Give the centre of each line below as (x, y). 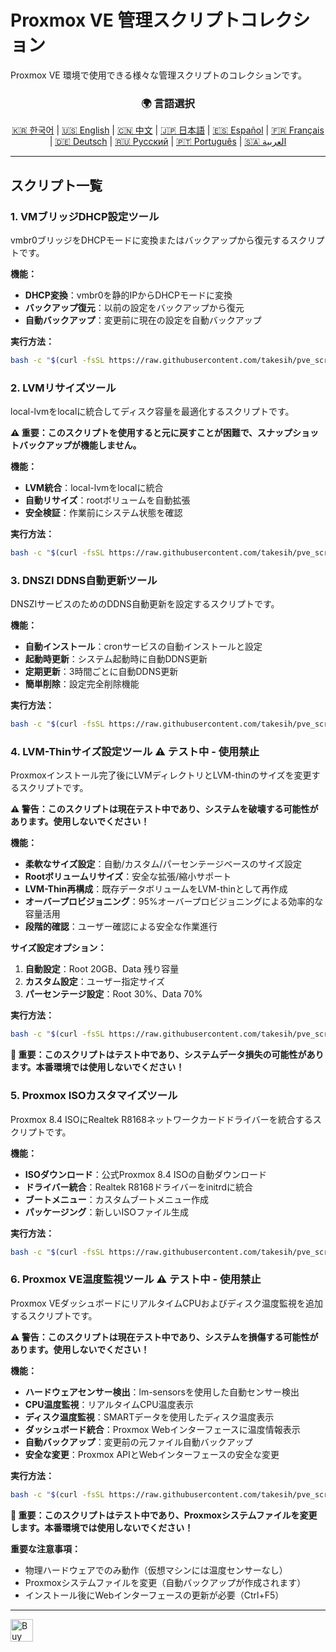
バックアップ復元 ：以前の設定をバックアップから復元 (134, 307)
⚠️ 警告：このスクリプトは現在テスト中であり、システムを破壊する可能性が (164, 809)
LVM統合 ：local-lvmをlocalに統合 (94, 488)
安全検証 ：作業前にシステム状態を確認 (103, 513)
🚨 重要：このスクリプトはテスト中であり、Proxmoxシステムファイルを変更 (164, 1515)
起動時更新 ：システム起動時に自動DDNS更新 (116, 659)
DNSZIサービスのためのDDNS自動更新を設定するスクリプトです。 (145, 604)
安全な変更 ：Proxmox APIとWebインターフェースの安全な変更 (152, 1454)
